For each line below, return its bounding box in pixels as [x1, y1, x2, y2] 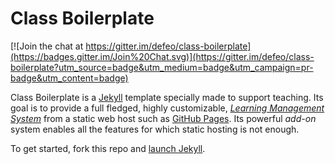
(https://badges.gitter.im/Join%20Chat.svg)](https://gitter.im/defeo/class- [10, 50, 315, 62]
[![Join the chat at [10, 40, 84, 52]
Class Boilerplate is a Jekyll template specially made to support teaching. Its [10, 91, 324, 103]
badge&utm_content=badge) [10, 72, 129, 84]
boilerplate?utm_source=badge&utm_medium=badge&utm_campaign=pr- [10, 61, 314, 73]
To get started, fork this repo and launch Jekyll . [10, 142, 206, 154]
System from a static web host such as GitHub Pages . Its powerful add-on [10, 112, 317, 124]
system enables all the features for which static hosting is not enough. [10, 123, 300, 135]
